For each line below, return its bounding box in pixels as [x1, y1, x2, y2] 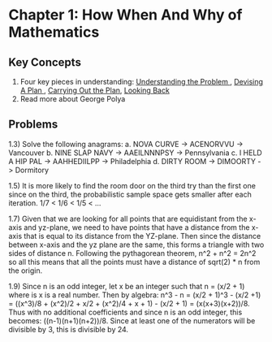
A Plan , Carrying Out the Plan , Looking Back [19, 85, 171, 95]
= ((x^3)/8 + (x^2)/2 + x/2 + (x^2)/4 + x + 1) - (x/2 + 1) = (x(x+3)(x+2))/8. [8, 298, 250, 308]
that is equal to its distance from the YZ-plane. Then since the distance [24, 231, 261, 240]
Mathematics [8, 23, 100, 41]
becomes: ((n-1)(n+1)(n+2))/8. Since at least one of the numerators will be [8, 315, 256, 326]
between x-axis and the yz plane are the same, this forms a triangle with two [8, 240, 265, 249]
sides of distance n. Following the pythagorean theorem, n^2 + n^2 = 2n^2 [8, 248, 257, 258]
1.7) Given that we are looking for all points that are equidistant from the [8, 214, 248, 223]
